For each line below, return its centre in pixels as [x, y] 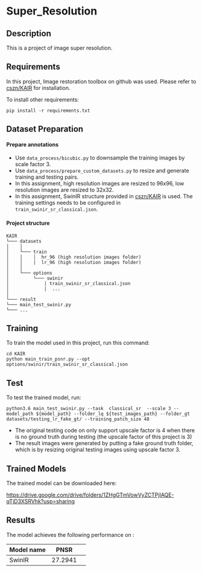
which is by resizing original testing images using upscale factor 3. [98, 450]
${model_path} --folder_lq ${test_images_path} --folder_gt [113, 414]
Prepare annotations [33, 144]
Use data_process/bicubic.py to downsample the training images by [100, 158]
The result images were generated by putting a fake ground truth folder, [104, 443]
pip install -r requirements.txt [48, 111]
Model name [28, 550]
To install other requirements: [43, 99]
